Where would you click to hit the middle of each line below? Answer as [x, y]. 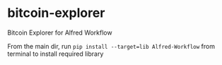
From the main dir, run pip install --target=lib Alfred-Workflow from [111, 46]
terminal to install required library [55, 54]
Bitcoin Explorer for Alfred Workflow [60, 32]
